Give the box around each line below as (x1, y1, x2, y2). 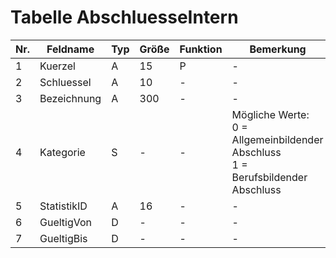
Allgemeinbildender (231, 132, 324, 146)
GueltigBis (39, 231, 88, 245)
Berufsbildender (231, 170, 308, 184)
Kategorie (39, 145, 86, 159)
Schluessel (39, 75, 92, 89)
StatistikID (39, 199, 88, 213)
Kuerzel (39, 59, 76, 73)
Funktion (179, 42, 223, 56)
